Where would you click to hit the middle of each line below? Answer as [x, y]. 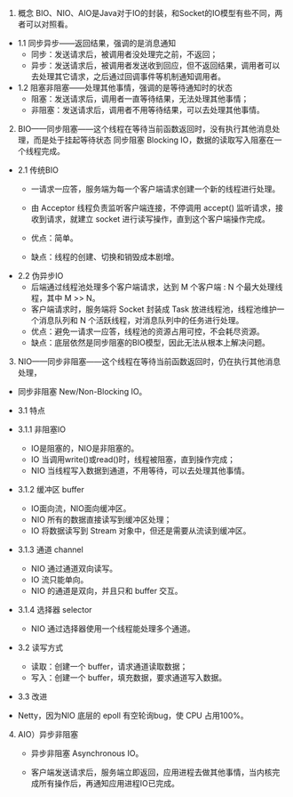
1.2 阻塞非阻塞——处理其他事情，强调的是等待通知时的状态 [125, 88]
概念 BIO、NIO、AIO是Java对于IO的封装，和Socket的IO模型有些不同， [146, 13]
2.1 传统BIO [38, 170]
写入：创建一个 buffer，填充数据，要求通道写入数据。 [129, 678]
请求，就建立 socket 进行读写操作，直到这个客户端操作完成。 [158, 219]
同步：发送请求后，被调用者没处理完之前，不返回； [124, 54]
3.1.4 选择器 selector [55, 610]
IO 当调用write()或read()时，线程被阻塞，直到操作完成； [133, 459]
